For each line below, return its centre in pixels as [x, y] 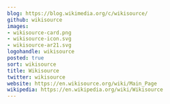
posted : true [26, 58]
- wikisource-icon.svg [39, 39]
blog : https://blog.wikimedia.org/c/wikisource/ [77, 13]
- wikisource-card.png [39, 32]
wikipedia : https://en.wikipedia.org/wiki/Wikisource [85, 90]
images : [18, 26]
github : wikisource [35, 20]
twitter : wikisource [37, 77]
